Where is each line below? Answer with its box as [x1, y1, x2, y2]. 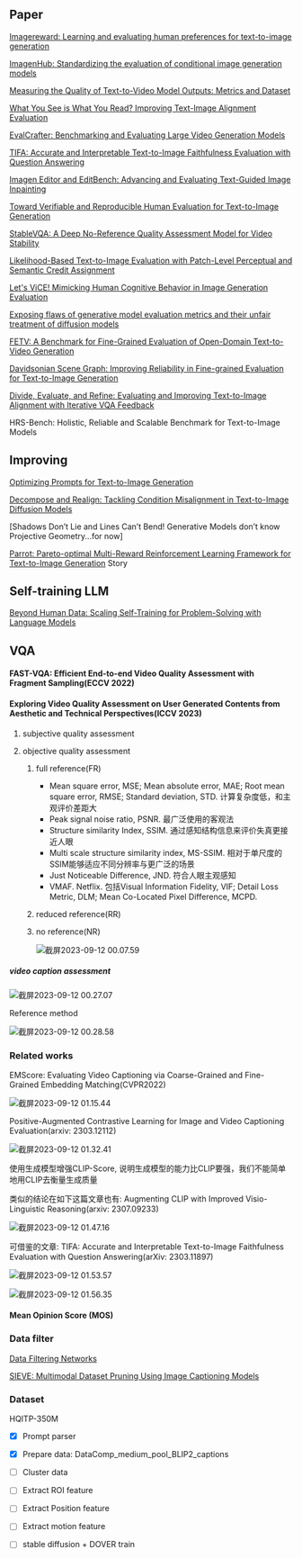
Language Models [9, 617, 76, 628]
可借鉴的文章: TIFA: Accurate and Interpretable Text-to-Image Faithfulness [9, 1241, 285, 1252]
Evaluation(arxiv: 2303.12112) [9, 1125, 117, 1136]
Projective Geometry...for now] [9, 530, 123, 541]
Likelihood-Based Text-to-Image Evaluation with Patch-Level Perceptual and [9, 255, 293, 266]
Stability [9, 238, 40, 248]
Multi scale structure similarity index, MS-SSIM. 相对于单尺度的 [49, 847, 283, 858]
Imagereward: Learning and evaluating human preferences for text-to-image [9, 31, 292, 41]
